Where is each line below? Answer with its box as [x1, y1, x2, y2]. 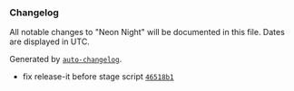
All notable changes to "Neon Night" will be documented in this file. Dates [9, 27, 286, 38]
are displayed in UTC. [9, 36, 91, 47]
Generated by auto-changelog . [9, 54, 122, 65]
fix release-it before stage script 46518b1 [22, 71, 174, 82]
